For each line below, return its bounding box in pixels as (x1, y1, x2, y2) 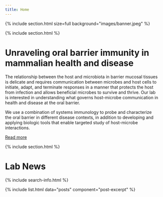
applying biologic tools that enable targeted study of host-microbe (5, 119, 138, 125)
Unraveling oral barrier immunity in (5, 47, 149, 58)
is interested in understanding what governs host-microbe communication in (5, 94, 159, 100)
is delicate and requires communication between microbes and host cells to (5, 79, 157, 85)
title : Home (5, 7, 29, 12)
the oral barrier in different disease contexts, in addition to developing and (5, 114, 154, 120)
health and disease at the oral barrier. (5, 100, 80, 106)
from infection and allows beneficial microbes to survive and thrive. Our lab (5, 89, 156, 95)
